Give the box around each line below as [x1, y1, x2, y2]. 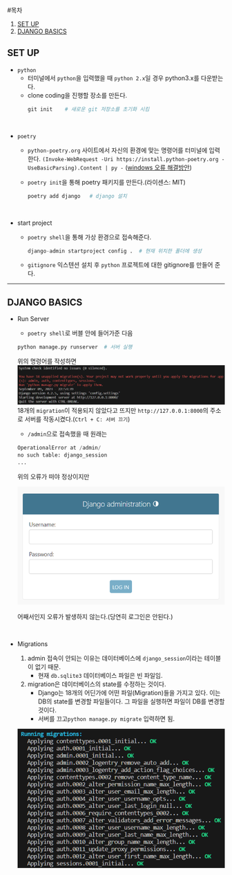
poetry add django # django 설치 [27, 192, 128, 199]
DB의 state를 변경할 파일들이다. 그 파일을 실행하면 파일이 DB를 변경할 [37, 697, 225, 706]
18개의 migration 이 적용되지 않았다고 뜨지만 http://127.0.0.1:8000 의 [17, 407, 209, 415]
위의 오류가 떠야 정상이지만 [17, 472, 90, 481]
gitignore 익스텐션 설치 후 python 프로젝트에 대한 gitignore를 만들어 [27, 261, 213, 269]
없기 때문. [35, 663, 61, 671]
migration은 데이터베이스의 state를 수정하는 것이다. [27, 680, 166, 688]
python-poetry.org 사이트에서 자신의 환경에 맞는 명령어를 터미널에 [27, 146, 208, 154]
